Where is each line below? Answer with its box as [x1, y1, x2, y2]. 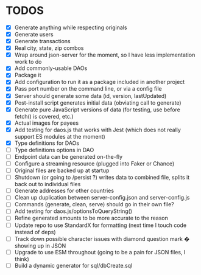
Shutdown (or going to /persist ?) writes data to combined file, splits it [14, 174, 190, 181]
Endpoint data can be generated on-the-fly [14, 153, 123, 160]
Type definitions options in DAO [14, 146, 94, 153]
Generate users [14, 31, 54, 38]
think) [14, 255, 30, 262]
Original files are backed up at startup [14, 167, 110, 174]
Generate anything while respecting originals [14, 24, 127, 31]
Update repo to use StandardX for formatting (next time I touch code [14, 221, 187, 229]
